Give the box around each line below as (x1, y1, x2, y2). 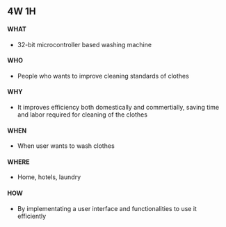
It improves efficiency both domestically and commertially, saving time (17, 103, 220, 111)
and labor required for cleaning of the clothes (17, 110, 148, 119)
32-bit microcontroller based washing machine (17, 40, 152, 49)
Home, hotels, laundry (17, 173, 81, 181)
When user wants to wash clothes (17, 142, 115, 150)
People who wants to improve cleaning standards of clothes (17, 72, 189, 80)
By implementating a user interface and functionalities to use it (17, 204, 197, 212)
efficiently (17, 212, 47, 220)
